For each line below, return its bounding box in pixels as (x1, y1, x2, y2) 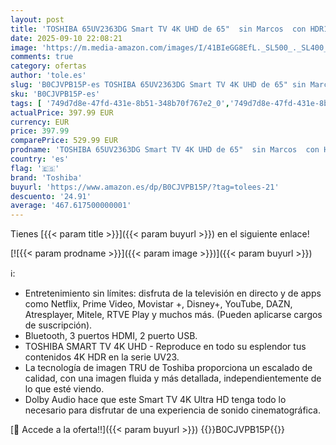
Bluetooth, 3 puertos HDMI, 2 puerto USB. (24, 330, 198, 342)
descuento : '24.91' (10, 191, 92, 201)
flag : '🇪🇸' (10, 163, 60, 173)
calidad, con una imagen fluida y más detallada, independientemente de (24, 372, 322, 385)
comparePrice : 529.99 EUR (10, 136, 118, 146)
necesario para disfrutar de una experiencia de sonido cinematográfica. (24, 404, 322, 416)
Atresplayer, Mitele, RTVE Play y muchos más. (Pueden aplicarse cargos (24, 309, 323, 321)
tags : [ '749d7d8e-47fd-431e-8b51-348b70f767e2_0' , (10, 98, 230, 108)
